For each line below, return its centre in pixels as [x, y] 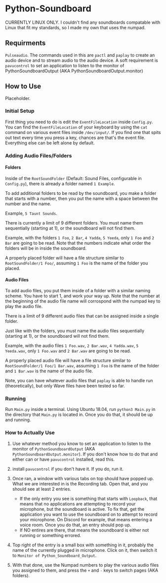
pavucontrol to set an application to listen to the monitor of [65, 65]
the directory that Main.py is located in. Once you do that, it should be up [79, 415]
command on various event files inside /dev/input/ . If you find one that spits [83, 132]
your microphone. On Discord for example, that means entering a [86, 519]
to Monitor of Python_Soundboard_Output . [54, 555]
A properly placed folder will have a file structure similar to [65, 258]
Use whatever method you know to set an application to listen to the [82, 444]
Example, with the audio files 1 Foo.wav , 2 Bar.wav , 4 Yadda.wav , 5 [72, 346]
